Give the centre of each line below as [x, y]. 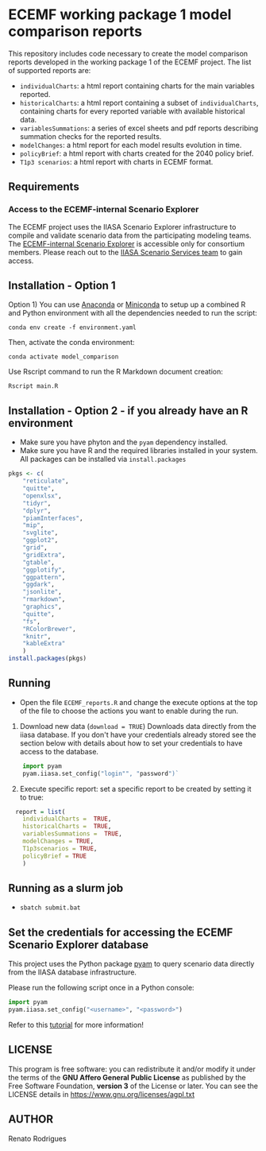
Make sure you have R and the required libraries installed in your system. [139, 451]
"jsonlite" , [42, 592]
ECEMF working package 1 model [120, 15]
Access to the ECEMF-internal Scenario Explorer [104, 210]
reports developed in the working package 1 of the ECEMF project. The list [130, 62]
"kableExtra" [44, 644]
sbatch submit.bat [50, 908]
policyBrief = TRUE [55, 856]
